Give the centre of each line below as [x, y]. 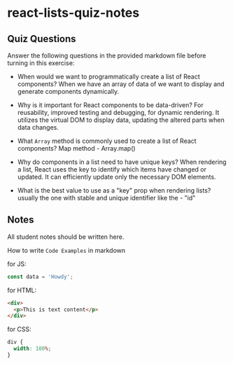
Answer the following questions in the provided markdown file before [107, 55]
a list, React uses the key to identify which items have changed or [112, 169]
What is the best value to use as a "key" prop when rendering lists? [114, 190]
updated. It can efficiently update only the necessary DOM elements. [116, 177]
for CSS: [19, 329]
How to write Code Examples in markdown [66, 250]
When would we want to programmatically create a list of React [109, 76]
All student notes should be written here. [66, 237]
